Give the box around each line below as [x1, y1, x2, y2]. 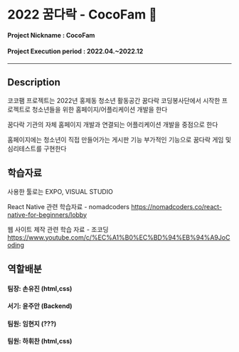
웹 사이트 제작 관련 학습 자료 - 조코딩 [7, 225, 109, 233]
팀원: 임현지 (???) [7, 319, 57, 328]
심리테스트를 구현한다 [7, 144, 67, 153]
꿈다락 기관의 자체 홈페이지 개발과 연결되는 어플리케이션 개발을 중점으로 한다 [7, 120, 218, 129]
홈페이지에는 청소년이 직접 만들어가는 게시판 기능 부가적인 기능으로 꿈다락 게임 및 [7, 135, 232, 144]
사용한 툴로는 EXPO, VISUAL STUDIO [7, 187, 114, 196]
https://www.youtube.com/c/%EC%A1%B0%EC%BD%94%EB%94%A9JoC [7, 233, 230, 242]
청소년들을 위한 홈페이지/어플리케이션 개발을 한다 [31, 105, 168, 114]
